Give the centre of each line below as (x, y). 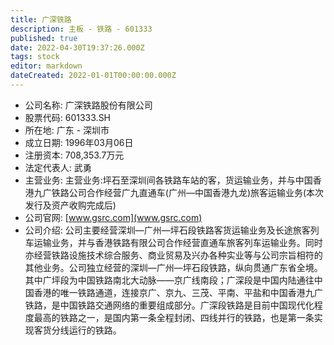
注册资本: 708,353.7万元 (74, 155)
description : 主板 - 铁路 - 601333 (81, 29)
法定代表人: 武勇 (58, 167)
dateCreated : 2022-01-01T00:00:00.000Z (93, 76)
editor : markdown (46, 66)
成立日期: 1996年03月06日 (79, 142)
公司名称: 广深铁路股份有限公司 (88, 105)
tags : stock (35, 57)
